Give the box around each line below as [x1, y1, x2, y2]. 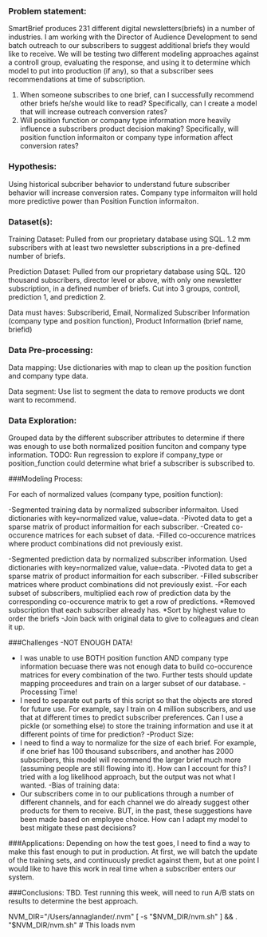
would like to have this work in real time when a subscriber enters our [8, 864, 237, 874]
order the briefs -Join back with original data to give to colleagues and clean [8, 613, 259, 624]
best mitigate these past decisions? [19, 823, 137, 832]
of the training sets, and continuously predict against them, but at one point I [8, 856, 260, 865]
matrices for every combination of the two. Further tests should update [19, 670, 253, 680]
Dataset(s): [8, 216, 53, 227]
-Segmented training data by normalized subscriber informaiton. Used [8, 505, 239, 514]
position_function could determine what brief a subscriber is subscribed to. [8, 459, 255, 468]
